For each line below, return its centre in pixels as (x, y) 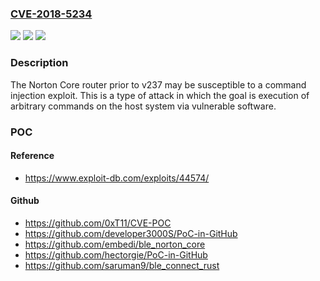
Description (39, 63)
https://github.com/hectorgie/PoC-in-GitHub (116, 254)
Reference (32, 156)
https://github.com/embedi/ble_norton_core (115, 244)
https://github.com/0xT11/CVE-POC (98, 223)
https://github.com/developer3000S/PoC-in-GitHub (131, 233)
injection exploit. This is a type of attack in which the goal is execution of (160, 95)
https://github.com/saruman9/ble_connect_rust (122, 265)
